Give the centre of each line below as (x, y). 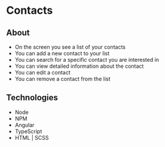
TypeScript (28, 131)
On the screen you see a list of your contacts (70, 47)
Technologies (32, 97)
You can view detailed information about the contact (79, 66)
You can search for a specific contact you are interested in (87, 60)
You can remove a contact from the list (62, 79)
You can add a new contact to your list (62, 53)
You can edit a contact (42, 72)
